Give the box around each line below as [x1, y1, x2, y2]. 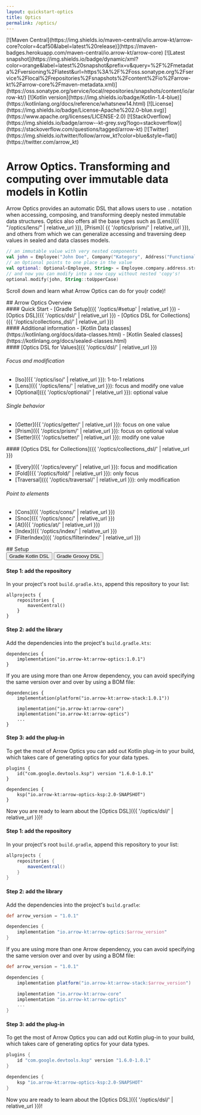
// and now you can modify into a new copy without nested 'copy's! [6, 271, 181, 277]
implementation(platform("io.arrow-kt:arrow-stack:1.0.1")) [17, 695, 170, 701]
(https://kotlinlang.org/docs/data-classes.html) [6, 331, 121, 338]
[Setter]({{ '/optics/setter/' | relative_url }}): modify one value [14, 434, 165, 441]
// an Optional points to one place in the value [6, 259, 133, 266]
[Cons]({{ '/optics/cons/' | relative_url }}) [14, 509, 115, 516]
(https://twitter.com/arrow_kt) [6, 139, 79, 146]
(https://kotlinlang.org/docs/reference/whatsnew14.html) [6, 100, 146, 107]
